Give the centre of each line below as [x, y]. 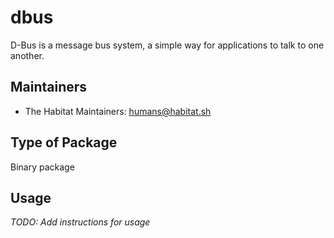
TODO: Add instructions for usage [80, 222]
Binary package [42, 167]
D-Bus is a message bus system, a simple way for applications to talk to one [167, 45]
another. [27, 55]
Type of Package [64, 142]
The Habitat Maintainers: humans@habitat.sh [118, 111]
